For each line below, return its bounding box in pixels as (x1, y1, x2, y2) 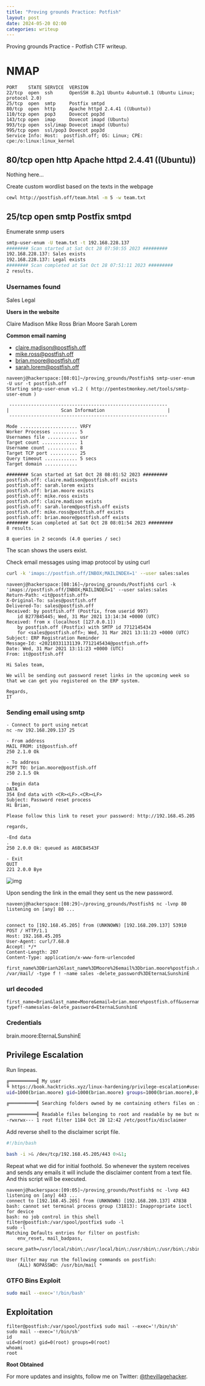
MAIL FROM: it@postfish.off (6, 743, 78, 750)
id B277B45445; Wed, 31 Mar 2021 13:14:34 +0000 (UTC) (17, 613, 160, 620)
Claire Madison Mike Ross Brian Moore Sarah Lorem (6, 320, 137, 328)
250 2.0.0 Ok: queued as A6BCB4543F (6, 845, 99, 852)
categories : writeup (6, 26, 59, 32)
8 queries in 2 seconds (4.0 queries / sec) (6, 536, 121, 542)
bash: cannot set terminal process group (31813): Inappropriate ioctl (6, 1203, 192, 1209)
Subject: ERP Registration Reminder (6, 635, 99, 642)
